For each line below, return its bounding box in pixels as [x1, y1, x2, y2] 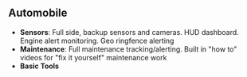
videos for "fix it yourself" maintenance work [19, 52, 167, 62]
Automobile [8, 6, 68, 20]
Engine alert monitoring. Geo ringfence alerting [19, 36, 174, 45]
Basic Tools [19, 61, 60, 71]
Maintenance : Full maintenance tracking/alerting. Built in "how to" [19, 44, 237, 54]
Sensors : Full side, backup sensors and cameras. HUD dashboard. [19, 27, 239, 37]
